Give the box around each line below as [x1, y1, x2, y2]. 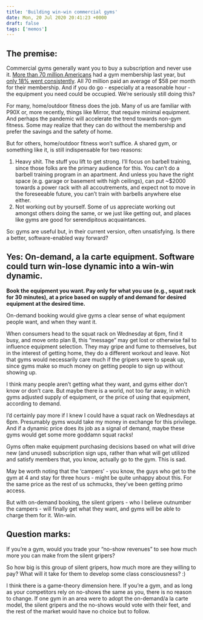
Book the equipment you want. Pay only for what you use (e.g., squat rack [6, 287, 196, 294]
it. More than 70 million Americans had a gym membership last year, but [6, 71, 186, 78]
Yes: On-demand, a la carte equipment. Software [6, 252, 195, 262]
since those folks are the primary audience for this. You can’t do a [15, 165, 180, 172]
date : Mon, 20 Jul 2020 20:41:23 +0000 [6, 15, 107, 21]
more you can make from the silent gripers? [6, 551, 115, 559]
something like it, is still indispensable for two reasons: [6, 146, 142, 154]
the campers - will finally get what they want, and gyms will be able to [6, 505, 181, 512]
